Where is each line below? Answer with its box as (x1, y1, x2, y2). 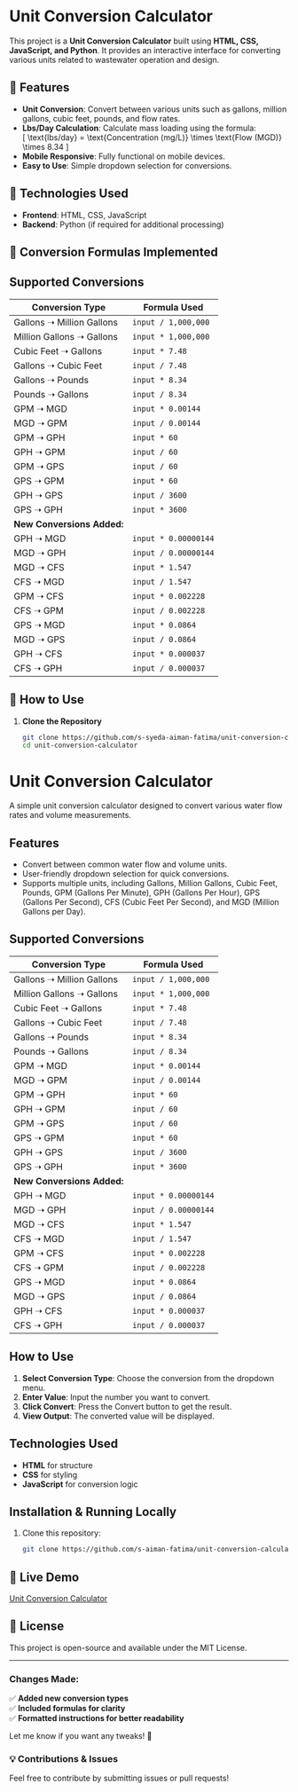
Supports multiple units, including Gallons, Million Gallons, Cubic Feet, (21, 878, 278, 889)
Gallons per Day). (21, 907, 86, 917)
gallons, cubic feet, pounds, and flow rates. (21, 113, 181, 123)
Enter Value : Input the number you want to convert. (21, 1391, 211, 1403)
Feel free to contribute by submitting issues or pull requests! (9, 1772, 229, 1784)
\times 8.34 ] (21, 141, 69, 152)
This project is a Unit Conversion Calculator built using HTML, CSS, (9, 35, 259, 46)
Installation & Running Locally (9, 1504, 177, 1519)
